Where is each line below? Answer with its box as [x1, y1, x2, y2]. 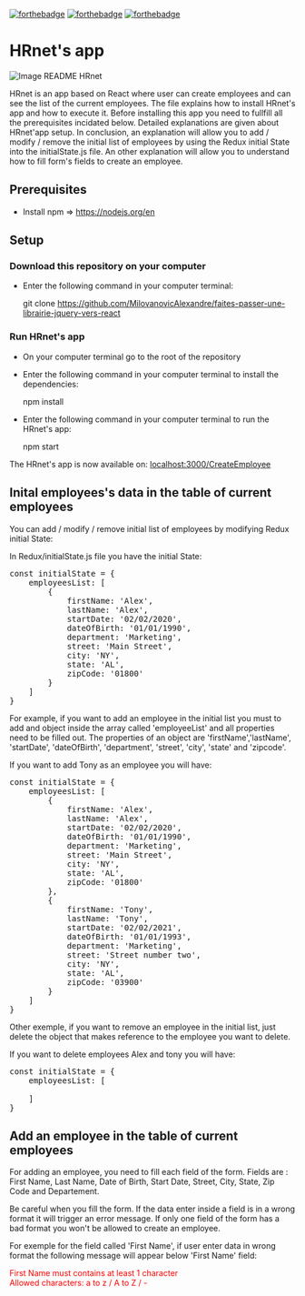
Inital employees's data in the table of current [9, 485, 272, 500]
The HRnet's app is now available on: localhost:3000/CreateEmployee [9, 458, 271, 469]
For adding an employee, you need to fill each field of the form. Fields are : [9, 1167, 289, 1178]
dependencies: [22, 378, 79, 389]
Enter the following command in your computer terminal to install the [22, 368, 280, 379]
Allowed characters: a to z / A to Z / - [9, 1278, 148, 1289]
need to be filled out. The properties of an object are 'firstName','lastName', [9, 732, 292, 743]
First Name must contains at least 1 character [9, 1268, 179, 1279]
